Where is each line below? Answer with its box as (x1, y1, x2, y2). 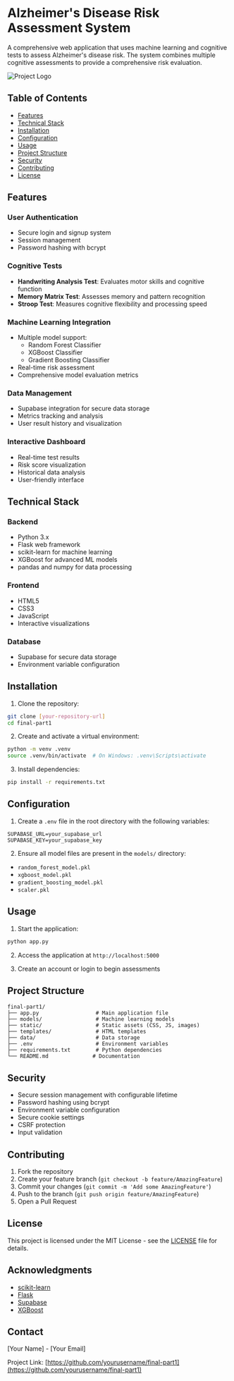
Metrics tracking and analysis (17, 412, 104, 420)
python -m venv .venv (7, 746, 71, 753)
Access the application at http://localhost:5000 (17, 950, 160, 959)
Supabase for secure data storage (17, 652, 118, 661)
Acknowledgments (7, 1264, 93, 1277)
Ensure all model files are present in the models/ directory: (17, 849, 187, 857)
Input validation (17, 1128, 63, 1136)
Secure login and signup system (17, 228, 111, 237)
